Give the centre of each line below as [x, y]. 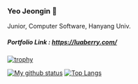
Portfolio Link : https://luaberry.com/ [62, 42]
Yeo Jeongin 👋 [32, 11]
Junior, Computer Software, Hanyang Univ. [69, 26]
